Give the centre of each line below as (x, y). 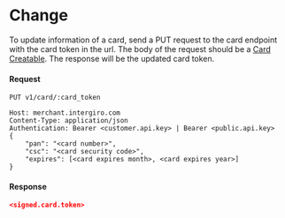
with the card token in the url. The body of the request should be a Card (140, 49)
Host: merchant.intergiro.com (65, 113)
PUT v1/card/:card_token (55, 98)
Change (39, 15)
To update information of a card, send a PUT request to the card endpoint (143, 40)
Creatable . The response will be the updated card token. (112, 58)
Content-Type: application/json (69, 121)
